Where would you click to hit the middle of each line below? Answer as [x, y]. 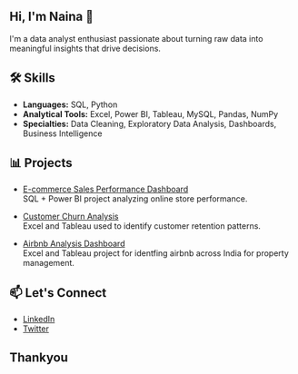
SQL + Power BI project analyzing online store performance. [135, 199]
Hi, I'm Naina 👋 [51, 17]
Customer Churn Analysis [70, 217]
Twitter [36, 329]
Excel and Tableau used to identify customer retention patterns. [142, 226]
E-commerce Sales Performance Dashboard [105, 189]
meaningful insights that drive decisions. [85, 48]
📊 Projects [41, 163]
